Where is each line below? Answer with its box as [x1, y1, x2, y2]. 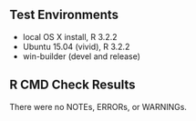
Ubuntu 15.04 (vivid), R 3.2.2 [22, 41, 130, 52]
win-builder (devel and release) [22, 50, 141, 62]
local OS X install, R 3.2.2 [22, 31, 118, 42]
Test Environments [9, 7, 119, 23]
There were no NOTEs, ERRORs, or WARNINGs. [9, 101, 187, 112]
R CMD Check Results [9, 77, 136, 93]
